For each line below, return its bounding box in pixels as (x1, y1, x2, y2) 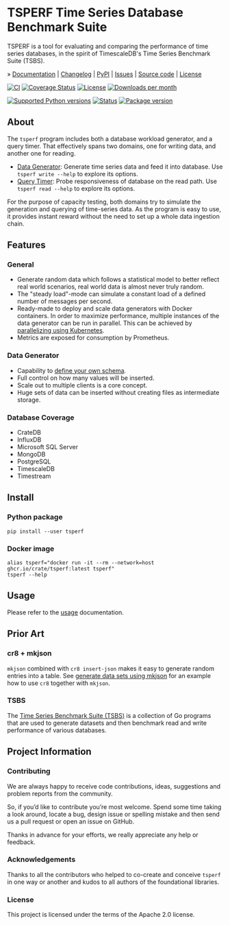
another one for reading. (7, 149, 76, 157)
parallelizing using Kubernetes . (16, 326, 105, 335)
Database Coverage (7, 413, 75, 422)
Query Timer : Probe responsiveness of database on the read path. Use (16, 177, 218, 185)
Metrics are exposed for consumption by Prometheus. (16, 334, 170, 342)
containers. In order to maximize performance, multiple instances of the (16, 312, 220, 320)
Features (7, 239, 46, 251)
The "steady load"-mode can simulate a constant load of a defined (16, 290, 206, 298)
